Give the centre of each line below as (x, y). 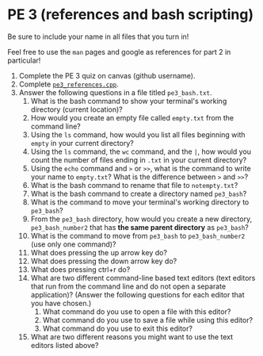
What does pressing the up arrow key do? (99, 252)
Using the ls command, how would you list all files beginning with (138, 134)
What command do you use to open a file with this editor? (137, 312)
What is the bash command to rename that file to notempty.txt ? (134, 185)
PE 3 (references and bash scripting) (131, 15)
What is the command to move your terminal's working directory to (140, 202)
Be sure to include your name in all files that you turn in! (98, 36)
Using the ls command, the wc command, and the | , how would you (141, 151)
